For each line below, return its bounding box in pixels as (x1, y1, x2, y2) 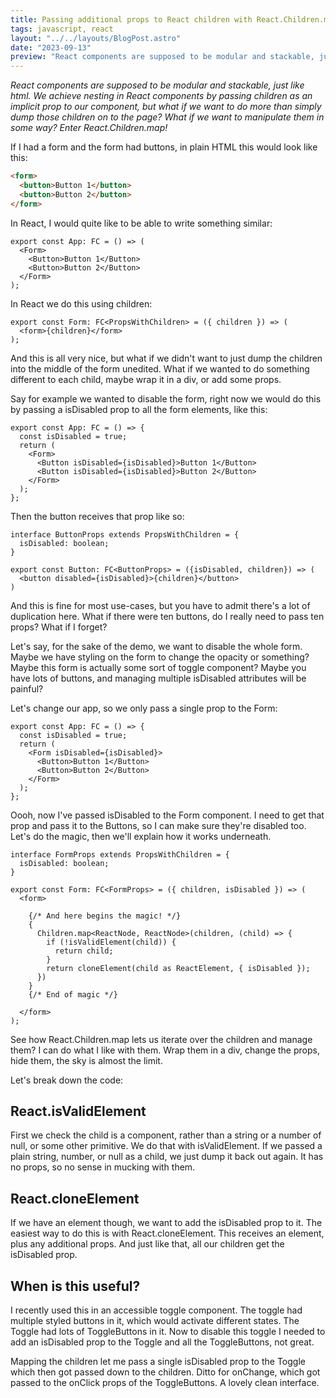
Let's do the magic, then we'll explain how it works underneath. (10, 830, 272, 842)
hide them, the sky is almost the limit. (10, 1054, 163, 1066)
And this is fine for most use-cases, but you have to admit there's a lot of (10, 599, 311, 611)
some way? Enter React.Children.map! (10, 122, 168, 134)
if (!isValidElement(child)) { (46, 937, 177, 947)
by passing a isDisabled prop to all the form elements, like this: (10, 403, 268, 415)
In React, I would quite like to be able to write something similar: (10, 217, 273, 229)
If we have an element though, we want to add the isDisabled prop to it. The (10, 1217, 323, 1229)
